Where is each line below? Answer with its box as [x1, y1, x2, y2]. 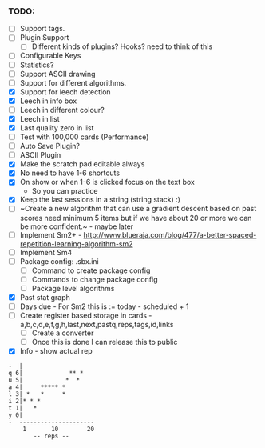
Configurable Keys [19, 50, 81, 61]
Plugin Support [19, 33, 69, 42]
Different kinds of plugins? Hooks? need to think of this [31, 42, 213, 51]
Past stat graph [19, 292, 70, 302]
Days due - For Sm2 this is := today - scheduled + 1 [19, 302, 189, 311]
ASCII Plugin [19, 150, 61, 160]
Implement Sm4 [19, 247, 73, 257]
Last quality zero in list [19, 122, 94, 133]
